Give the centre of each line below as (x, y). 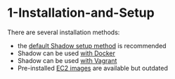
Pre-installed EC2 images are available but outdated (93, 68)
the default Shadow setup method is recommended (92, 45)
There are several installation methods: (64, 32)
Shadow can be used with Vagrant (67, 60)
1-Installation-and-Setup (81, 13)
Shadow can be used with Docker (66, 53)
